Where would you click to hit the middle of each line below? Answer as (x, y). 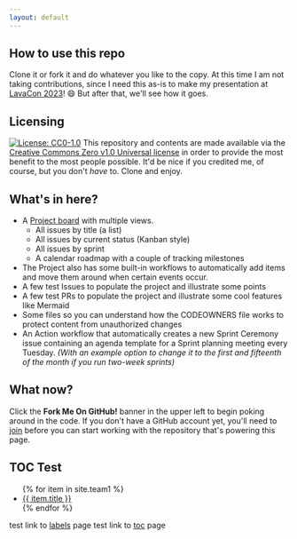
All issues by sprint (70, 249)
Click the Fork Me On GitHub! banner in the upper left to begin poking (137, 411)
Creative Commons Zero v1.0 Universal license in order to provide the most (146, 153)
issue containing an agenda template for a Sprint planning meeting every (155, 344)
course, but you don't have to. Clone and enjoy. (96, 171)
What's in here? (54, 199)
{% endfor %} (47, 508)
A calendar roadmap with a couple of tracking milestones (140, 258)
